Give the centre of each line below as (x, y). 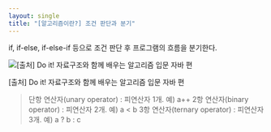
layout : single (34, 16)
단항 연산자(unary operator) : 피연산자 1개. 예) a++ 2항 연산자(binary (138, 99)
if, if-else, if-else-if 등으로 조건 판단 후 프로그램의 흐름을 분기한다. (113, 47)
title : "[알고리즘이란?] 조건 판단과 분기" (72, 23)
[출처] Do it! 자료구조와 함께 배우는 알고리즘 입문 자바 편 (97, 82)
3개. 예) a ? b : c (54, 119)
